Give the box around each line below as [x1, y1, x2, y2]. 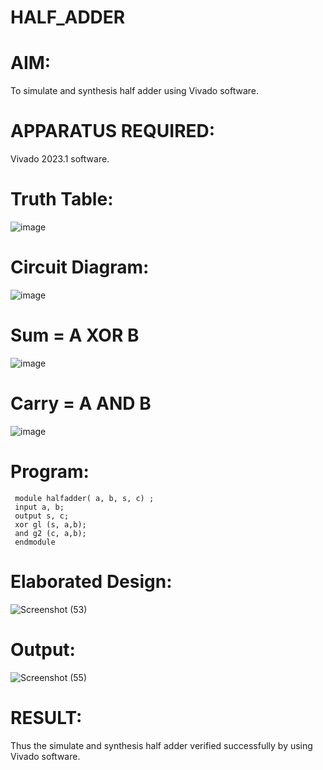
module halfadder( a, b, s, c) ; [14, 493, 155, 503]
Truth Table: [10, 188, 114, 211]
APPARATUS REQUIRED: [10, 120, 216, 143]
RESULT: [10, 706, 83, 729]
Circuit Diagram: [10, 256, 150, 279]
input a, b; [14, 502, 65, 512]
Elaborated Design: [10, 570, 173, 593]
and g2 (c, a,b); [14, 528, 87, 538]
